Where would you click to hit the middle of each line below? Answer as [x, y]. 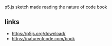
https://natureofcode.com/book [43, 38]
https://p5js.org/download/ [38, 34]
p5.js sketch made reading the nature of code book [56, 7]
